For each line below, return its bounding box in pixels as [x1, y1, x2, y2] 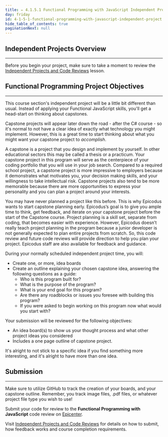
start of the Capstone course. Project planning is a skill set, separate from [5, 214, 157, 220]
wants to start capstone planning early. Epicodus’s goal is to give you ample [5, 203, 161, 209]
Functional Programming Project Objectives [5, 82, 144, 90]
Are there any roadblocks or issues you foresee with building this [19, 292, 154, 298]
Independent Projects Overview [5, 44, 106, 53]
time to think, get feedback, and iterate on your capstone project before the [5, 208, 161, 215]
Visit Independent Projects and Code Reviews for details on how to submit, [5, 420, 159, 426]
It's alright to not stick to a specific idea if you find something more [5, 347, 143, 353]
